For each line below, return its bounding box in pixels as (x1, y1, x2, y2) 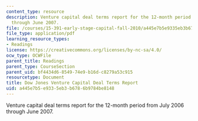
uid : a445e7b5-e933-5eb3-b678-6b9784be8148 (6, 86, 115, 91)
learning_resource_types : (6, 36, 70, 42)
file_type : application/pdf (6, 31, 75, 37)
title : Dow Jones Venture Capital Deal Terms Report (6, 80, 138, 86)
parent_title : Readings (6, 58, 65, 64)
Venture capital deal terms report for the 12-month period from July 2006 (6, 102, 184, 109)
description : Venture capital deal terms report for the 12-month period (6, 14, 192, 20)
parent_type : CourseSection (6, 63, 75, 70)
